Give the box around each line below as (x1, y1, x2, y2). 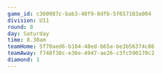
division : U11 (7, 17, 50, 24)
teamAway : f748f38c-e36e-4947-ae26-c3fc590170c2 (7, 50, 155, 57)
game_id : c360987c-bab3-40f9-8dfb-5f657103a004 (7, 10, 152, 18)
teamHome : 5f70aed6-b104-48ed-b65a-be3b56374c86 (7, 43, 155, 50)
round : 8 (7, 23, 34, 30)
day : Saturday (7, 30, 50, 37)
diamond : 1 (7, 56, 40, 63)
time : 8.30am (7, 37, 46, 44)
